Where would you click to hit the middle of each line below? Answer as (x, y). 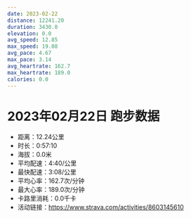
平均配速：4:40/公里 (47, 163)
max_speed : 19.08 (33, 46)
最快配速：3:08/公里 (47, 172)
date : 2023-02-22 (33, 14)
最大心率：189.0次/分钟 (51, 190)
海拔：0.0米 (34, 155)
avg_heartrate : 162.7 (39, 66)
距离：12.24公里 (41, 137)
